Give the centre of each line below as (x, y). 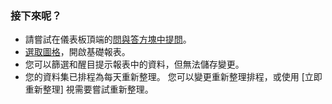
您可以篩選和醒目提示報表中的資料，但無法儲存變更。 (134, 64)
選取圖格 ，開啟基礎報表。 (77, 52)
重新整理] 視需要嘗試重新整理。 (89, 89)
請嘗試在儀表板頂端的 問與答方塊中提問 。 (108, 39)
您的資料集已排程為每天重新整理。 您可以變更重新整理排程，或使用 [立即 (173, 77)
